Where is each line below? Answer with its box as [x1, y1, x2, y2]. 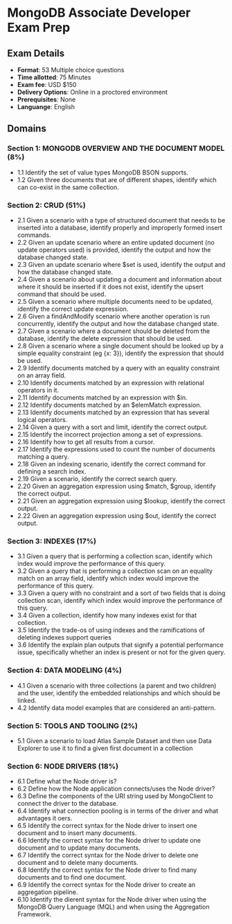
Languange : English [17, 103, 75, 111]
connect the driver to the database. [17, 800, 118, 808]
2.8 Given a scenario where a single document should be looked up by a [17, 341, 224, 350]
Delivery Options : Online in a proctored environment [17, 88, 168, 96]
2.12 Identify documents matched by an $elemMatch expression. [17, 400, 202, 409]
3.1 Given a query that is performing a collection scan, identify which [17, 552, 213, 560]
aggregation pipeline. [17, 888, 78, 896]
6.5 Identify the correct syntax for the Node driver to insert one [17, 822, 197, 830]
